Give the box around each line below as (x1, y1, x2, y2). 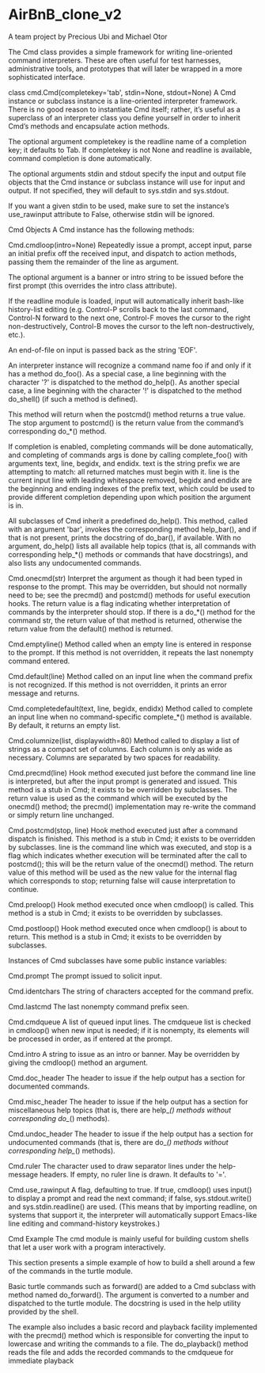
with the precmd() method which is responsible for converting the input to (8, 1330, 249, 1340)
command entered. (8, 656, 70, 666)
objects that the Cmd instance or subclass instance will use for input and (8, 177, 245, 187)
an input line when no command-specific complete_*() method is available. (8, 711, 252, 722)
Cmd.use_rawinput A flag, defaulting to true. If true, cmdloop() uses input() (8, 1184, 252, 1194)
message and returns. (8, 688, 80, 698)
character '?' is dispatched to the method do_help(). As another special (8, 377, 240, 387)
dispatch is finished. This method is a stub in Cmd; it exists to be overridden (8, 833, 256, 843)
